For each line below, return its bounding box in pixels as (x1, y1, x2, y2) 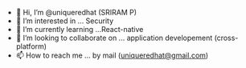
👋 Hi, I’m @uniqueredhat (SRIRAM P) (15, 8, 137, 17)
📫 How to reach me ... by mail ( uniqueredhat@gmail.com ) (15, 50, 209, 60)
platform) (15, 42, 47, 51)
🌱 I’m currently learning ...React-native (15, 25, 144, 34)
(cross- (214, 33, 239, 42)
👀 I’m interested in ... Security (15, 16, 114, 26)
